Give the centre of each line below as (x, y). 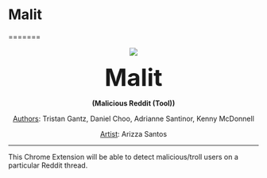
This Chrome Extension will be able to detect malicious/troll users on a (123, 157)
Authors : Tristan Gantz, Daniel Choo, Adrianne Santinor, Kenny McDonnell (133, 118)
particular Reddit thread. (48, 165)
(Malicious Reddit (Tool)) (133, 103)
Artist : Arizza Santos (133, 133)
